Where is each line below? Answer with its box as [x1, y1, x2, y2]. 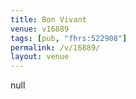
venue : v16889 [10, 24, 70, 34]
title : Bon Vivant [10, 14, 87, 25]
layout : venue [10, 52, 70, 62]
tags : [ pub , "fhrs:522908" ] [10, 33, 128, 43]
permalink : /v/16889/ [10, 42, 101, 53]
